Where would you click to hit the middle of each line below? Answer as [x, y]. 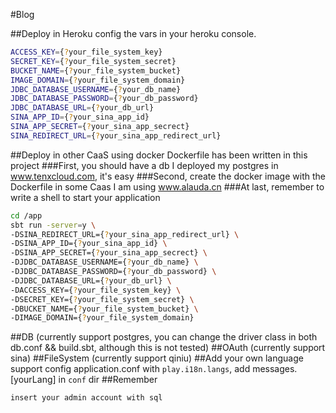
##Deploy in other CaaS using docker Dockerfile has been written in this [159, 155]
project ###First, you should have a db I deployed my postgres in [144, 165]
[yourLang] [33, 380]
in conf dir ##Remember [108, 380]
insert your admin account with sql [86, 398]
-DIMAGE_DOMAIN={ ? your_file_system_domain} [102, 318]
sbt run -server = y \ [53, 225]
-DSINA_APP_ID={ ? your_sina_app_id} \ [89, 244]
